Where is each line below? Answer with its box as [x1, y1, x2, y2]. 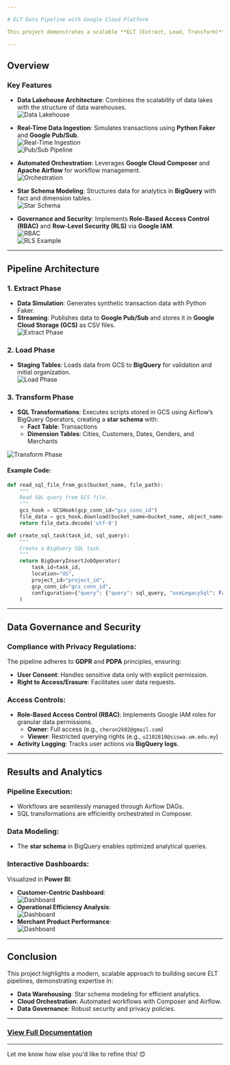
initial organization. [16, 368, 71, 376]
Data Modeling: [7, 827, 60, 837]
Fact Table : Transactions [27, 422, 98, 431]
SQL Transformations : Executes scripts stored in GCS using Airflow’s [16, 408, 214, 416]
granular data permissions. [16, 718, 93, 726]
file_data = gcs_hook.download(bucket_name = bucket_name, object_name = [19, 514, 225, 520]
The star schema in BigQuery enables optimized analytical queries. [16, 842, 207, 850]
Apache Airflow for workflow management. [16, 166, 141, 175]
